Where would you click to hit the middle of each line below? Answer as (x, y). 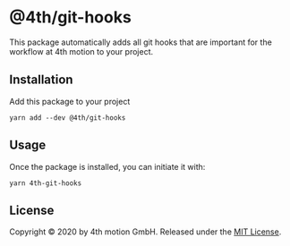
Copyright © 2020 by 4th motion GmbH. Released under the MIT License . (145, 232)
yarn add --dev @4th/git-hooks (68, 118)
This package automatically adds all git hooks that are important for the (141, 42)
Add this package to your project (70, 101)
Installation (41, 80)
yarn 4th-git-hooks (46, 183)
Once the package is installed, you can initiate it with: (107, 166)
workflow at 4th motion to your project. (81, 51)
